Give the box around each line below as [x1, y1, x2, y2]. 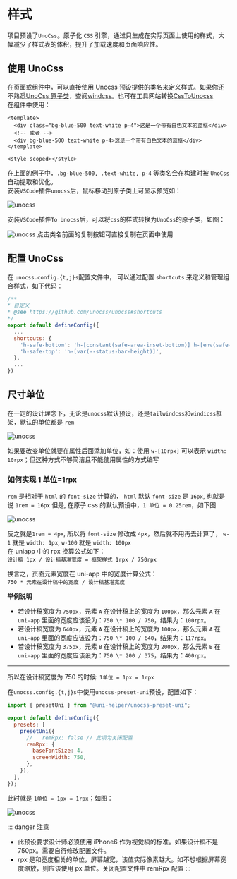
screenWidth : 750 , [32, 754, 87, 761]
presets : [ [13, 721, 46, 728]
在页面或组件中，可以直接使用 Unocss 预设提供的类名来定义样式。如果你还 [7, 83, 224, 91]
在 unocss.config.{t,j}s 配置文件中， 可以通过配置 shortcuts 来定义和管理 [7, 272, 224, 281]
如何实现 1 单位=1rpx [7, 474, 78, 484]
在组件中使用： [7, 100, 51, 109]
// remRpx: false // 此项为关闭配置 [25, 734, 133, 741]
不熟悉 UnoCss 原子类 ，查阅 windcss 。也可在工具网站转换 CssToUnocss [7, 91, 214, 99]
